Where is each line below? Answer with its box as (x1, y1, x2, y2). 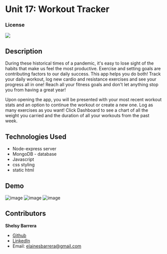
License (5, 22, 25, 29)
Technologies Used (5, 132, 66, 141)
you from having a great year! (5, 87, 66, 93)
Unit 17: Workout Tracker (5, 4, 110, 15)
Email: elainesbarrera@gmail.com (12, 243, 81, 249)
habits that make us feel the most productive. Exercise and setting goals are (5, 66, 161, 72)
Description (5, 47, 42, 56)
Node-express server (12, 146, 56, 152)
